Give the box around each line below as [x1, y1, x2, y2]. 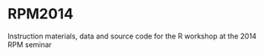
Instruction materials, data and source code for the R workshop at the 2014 [7, 31, 258, 41]
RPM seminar [7, 39, 52, 49]
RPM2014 [7, 5, 74, 23]
